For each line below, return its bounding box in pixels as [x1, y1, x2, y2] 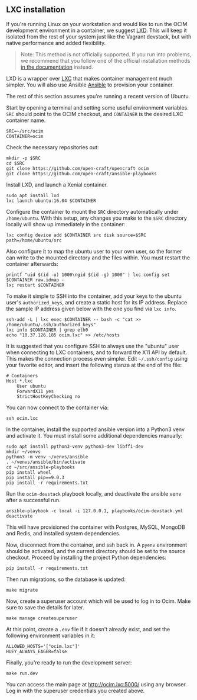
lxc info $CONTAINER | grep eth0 [6, 327, 88, 333]
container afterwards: [6, 260, 59, 267]
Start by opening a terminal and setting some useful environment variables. [6, 104, 189, 111]
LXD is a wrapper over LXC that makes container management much [6, 75, 173, 82]
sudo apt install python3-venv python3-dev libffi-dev [6, 444, 144, 449]
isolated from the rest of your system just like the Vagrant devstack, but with [6, 33, 192, 40]
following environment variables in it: [6, 632, 96, 639]
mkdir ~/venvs [6, 448, 41, 455]
